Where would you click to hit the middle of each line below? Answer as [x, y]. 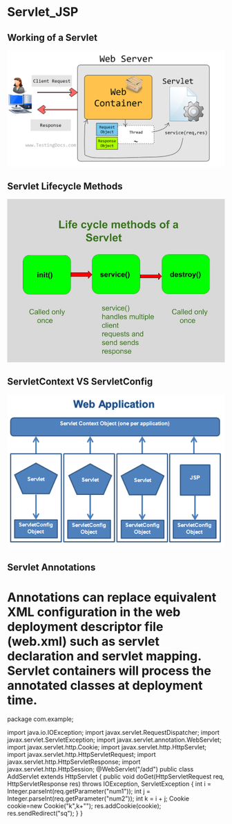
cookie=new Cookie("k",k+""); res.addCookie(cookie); [84, 806]
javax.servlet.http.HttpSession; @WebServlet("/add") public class [100, 769]
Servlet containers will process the [109, 671]
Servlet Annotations [51, 568]
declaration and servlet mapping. [104, 656]
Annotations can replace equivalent [112, 597]
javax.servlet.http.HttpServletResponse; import [74, 762]
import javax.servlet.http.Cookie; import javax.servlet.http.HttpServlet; [107, 747]
